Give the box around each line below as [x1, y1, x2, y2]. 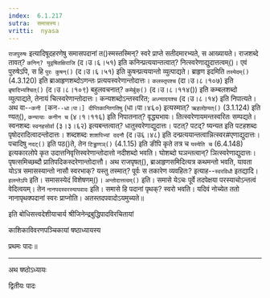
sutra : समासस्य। [8, 19, 60, 27]
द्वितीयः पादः [8, 281, 36, 291]
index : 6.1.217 [8, 11, 63, 20]
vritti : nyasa [8, 27, 59, 35]
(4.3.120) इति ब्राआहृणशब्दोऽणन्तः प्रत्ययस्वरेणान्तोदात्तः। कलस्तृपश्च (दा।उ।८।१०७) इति [8, 76, 234, 85]
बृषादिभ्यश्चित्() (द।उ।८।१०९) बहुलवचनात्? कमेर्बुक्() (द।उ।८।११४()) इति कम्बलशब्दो [8, 85, 238, 95]
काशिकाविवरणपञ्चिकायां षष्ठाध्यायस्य [8, 226, 101, 235]
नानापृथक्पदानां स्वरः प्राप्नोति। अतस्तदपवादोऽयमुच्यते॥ [8, 194, 145, 203]
